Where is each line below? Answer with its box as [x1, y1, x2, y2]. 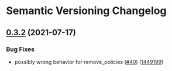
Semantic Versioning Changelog [6, 4, 167, 18]
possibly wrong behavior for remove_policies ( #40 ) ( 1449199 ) [14, 58, 164, 65]
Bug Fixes [6, 45, 35, 53]
